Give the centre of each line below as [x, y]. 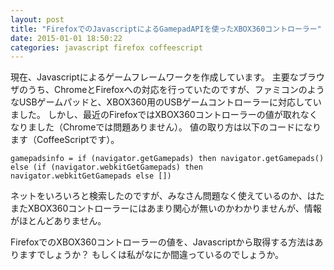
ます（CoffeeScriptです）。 [65, 140]
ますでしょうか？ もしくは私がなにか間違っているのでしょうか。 [151, 255]
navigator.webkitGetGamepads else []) [91, 176]
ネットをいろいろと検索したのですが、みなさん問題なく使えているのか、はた [167, 196]
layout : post [37, 19]
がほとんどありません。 [58, 221]
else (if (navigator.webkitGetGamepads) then [106, 167]
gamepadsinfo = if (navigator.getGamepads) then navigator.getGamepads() [167, 159]
